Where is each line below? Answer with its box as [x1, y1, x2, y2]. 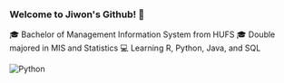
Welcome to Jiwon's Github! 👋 [9, 8, 145, 21]
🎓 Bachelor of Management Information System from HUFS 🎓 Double [9, 29, 276, 40]
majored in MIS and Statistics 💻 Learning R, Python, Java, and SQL [9, 42, 261, 53]
